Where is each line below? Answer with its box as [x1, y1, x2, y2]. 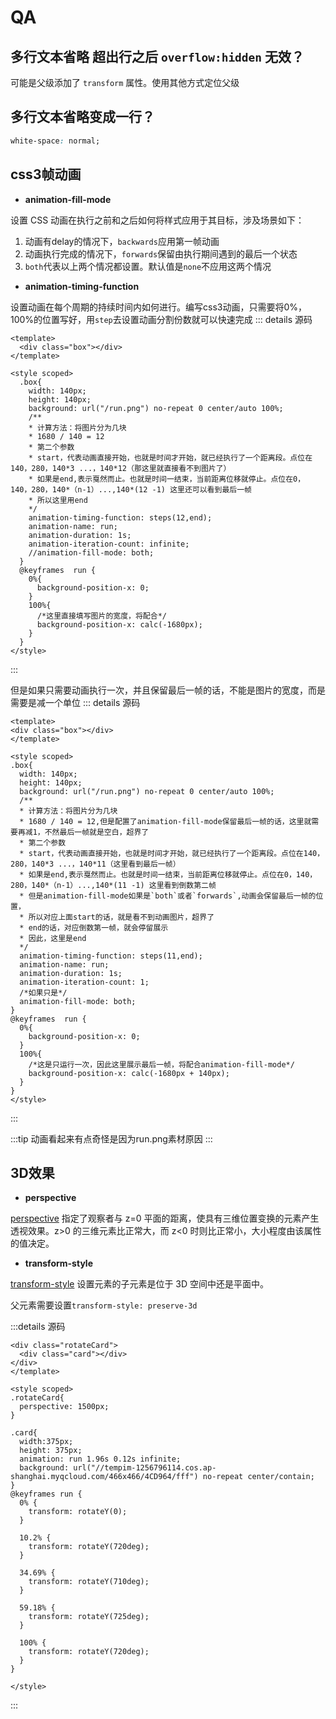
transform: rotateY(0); [28, 1507, 128, 1517]
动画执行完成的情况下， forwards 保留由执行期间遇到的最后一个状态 [24, 247, 298, 260]
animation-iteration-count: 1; [19, 977, 150, 987]
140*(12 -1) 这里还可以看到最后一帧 [116, 484, 252, 495]
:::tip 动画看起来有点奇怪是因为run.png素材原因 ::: [10, 1132, 213, 1145]
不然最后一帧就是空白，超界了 [44, 827, 150, 837]
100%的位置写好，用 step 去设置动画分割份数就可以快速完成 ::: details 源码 [10, 313, 313, 325]
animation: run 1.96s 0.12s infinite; [19, 1454, 182, 1465]
